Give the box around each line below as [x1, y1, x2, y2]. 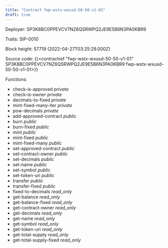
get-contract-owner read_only [12, 204, 76, 210]
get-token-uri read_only [12, 226, 63, 232]
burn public [12, 118, 37, 124]
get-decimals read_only [12, 210, 62, 216]
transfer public [12, 178, 44, 184]
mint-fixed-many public [12, 140, 62, 146]
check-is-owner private [12, 91, 62, 97]
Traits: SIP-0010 [5, 36, 39, 42]
